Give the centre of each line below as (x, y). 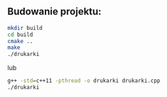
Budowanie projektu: (54, 12)
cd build (20, 35)
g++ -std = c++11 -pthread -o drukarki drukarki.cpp (84, 81)
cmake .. (20, 41)
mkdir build (25, 28)
